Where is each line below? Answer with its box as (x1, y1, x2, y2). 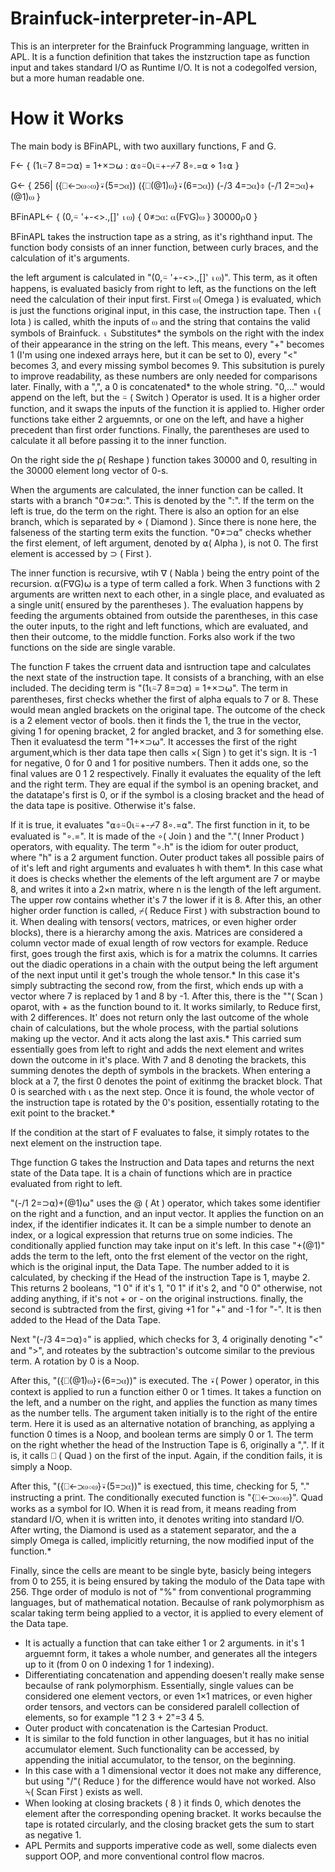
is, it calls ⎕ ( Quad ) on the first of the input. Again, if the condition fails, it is (10, 1449, 323, 1461)
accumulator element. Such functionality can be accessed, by (24, 1743, 280, 1755)
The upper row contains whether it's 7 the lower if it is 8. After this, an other (10, 893, 322, 906)
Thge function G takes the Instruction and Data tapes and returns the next (10, 1156, 315, 1168)
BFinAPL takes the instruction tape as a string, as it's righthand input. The (10, 230, 313, 242)
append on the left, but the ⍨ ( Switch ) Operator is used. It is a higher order (10, 391, 321, 403)
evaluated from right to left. (10, 1177, 123, 1189)
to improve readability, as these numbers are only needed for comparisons (10, 370, 318, 382)
